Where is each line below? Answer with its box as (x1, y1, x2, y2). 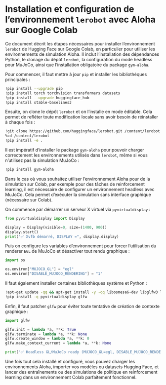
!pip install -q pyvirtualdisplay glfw (5, 294, 87, 299)
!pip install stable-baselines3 (5, 100, 72, 105)
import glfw (5, 318, 30, 323)
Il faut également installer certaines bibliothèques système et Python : (5, 280, 147, 286)
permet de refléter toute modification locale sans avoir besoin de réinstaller (5, 114, 159, 120)
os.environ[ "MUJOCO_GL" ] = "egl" (5, 267, 74, 272)
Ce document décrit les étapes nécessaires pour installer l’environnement (5, 40, 155, 46)
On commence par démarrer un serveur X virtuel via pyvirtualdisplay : (5, 206, 151, 212)
